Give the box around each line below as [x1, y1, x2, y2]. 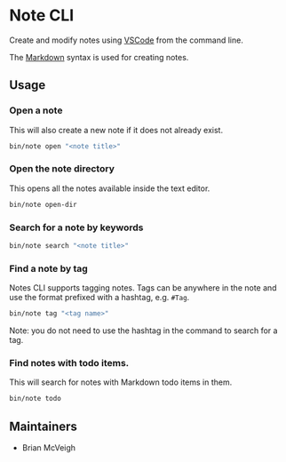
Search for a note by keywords [9, 221, 144, 234]
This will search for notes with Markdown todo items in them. [9, 377, 233, 387]
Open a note [9, 104, 63, 116]
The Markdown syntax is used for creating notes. [9, 52, 189, 62]
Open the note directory [9, 163, 115, 175]
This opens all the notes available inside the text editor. [9, 183, 211, 194]
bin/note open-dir [9, 200, 77, 209]
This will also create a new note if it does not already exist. [9, 124, 224, 135]
